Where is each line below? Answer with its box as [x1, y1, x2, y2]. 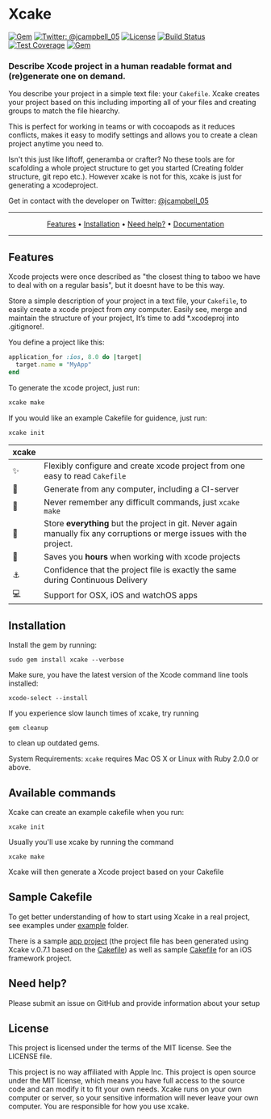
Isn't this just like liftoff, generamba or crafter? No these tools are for [8, 154, 236, 164]
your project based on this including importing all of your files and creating [8, 98, 256, 108]
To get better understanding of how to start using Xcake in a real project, [8, 911, 250, 922]
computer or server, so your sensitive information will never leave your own [8, 1093, 259, 1103]
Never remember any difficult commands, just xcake [44, 496, 240, 508]
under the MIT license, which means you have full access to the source [8, 1076, 245, 1086]
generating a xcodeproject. [8, 180, 98, 190]
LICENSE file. [8, 1052, 52, 1062]
